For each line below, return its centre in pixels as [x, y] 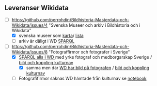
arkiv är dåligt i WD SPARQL [47, 41]
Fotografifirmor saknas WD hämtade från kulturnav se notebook [83, 78]
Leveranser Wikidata [37, 8]
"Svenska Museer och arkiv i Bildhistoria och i [94, 25]
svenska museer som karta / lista [51, 35]
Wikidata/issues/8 [30, 52]
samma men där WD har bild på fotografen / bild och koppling [88, 68]
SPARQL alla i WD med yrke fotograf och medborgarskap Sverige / [85, 57]
